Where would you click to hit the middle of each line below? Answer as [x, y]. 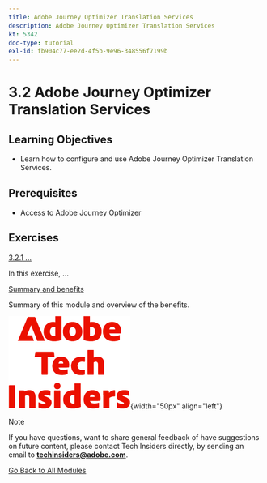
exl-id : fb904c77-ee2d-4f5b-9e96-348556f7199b [88, 51]
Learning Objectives [61, 139]
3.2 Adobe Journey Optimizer [110, 92]
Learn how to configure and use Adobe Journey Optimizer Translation [136, 159]
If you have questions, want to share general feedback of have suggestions [134, 437]
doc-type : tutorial [41, 43]
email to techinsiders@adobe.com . [68, 455]
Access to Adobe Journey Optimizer [81, 212]
